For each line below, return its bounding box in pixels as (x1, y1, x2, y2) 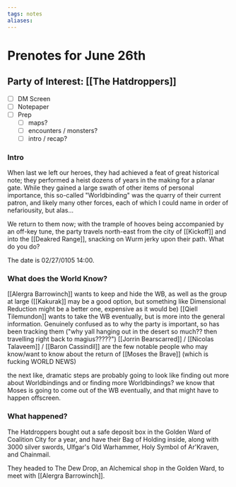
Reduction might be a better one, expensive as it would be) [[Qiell (7, 305, 198, 314)
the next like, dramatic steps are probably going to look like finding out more (7, 371, 230, 379)
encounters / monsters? (28, 126, 98, 134)
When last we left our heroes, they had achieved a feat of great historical (7, 168, 219, 177)
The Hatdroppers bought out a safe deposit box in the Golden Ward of (7, 428, 211, 436)
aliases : (7, 17, 33, 24)
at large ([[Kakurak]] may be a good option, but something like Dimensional (7, 297, 226, 306)
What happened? (7, 411, 68, 421)
